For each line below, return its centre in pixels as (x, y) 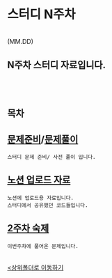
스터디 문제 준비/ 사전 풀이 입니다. (51, 157)
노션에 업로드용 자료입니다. (41, 198)
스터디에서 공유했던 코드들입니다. (48, 205)
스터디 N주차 (41, 14)
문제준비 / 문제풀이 (43, 139)
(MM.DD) (20, 41)
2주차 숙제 (28, 228)
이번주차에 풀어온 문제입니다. (43, 246)
